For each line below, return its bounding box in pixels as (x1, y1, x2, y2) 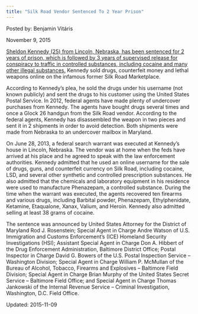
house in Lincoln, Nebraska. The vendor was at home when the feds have (6, 146, 186, 153)
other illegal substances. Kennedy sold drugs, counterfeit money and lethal (6, 66, 189, 74)
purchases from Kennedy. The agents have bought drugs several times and (6, 103, 190, 110)
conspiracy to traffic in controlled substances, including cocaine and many (6, 60, 188, 67)
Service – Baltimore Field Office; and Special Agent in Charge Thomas (6, 277, 177, 284)
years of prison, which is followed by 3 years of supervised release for (6, 54, 178, 61)
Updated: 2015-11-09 (6, 301, 57, 308)
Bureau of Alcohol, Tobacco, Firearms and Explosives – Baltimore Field (6, 264, 178, 271)
